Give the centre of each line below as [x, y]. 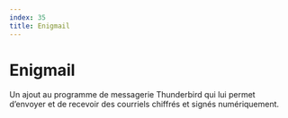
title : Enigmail [40, 26]
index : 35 [28, 17]
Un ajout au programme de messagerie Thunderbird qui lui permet [132, 95]
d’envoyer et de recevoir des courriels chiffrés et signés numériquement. [144, 105]
